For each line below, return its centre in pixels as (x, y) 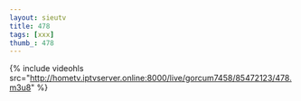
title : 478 (30, 26)
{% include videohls (47, 69)
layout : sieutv (38, 18)
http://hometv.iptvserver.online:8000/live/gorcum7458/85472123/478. (161, 78)
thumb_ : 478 (32, 43)
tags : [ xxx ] (32, 34)
